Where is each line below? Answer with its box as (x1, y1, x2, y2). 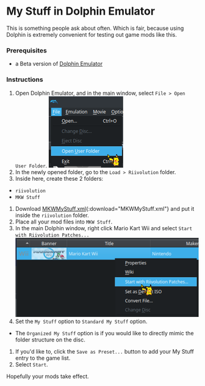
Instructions (6, 75, 44, 84)
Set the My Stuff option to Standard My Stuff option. (15, 318, 148, 325)
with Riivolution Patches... (15, 232, 90, 238)
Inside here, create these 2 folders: (15, 175, 104, 182)
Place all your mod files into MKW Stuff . (15, 218, 113, 225)
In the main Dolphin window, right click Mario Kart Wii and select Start (15, 224, 193, 231)
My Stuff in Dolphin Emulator (6, 4, 156, 18)
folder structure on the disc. (15, 336, 85, 343)
